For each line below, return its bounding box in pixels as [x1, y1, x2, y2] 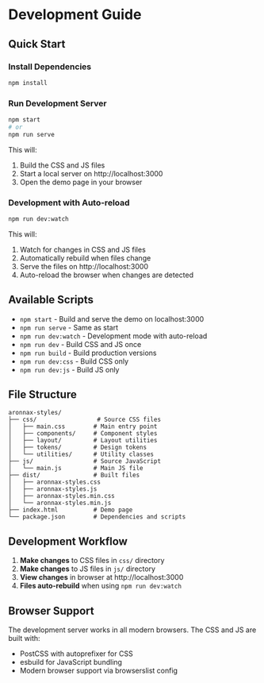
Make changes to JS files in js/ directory [19, 564, 156, 573]
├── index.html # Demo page [8, 506, 133, 514]
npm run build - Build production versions [19, 348, 157, 357]
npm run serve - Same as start [19, 322, 119, 332]
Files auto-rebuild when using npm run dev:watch [19, 581, 182, 591]
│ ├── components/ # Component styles [8, 430, 158, 438]
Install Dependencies [8, 61, 92, 72]
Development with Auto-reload [8, 197, 130, 208]
